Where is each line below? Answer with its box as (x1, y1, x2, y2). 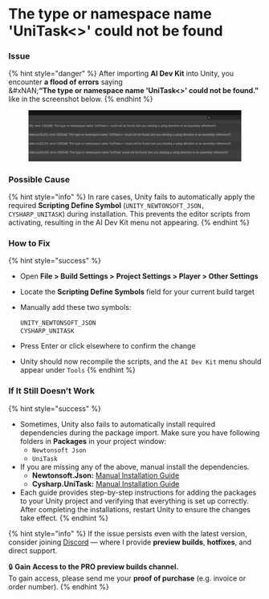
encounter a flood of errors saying (8, 77, 123, 87)
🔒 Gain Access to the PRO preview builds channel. (8, 561, 179, 571)
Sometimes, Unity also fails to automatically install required (19, 419, 215, 429)
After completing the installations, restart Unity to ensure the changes (19, 504, 251, 514)
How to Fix (8, 238, 51, 249)
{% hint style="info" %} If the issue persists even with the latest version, (8, 528, 247, 538)
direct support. (8, 545, 58, 555)
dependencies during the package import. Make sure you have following (19, 427, 260, 438)
